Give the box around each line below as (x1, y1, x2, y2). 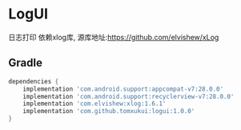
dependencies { (8, 77, 59, 85)
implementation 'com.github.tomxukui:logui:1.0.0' (22, 108, 195, 116)
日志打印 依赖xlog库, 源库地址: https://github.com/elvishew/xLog (8, 32, 219, 42)
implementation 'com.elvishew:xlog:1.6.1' (22, 100, 167, 108)
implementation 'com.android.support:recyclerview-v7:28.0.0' (22, 92, 235, 100)
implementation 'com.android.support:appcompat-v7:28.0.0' (22, 85, 224, 93)
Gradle (8, 56, 42, 70)
